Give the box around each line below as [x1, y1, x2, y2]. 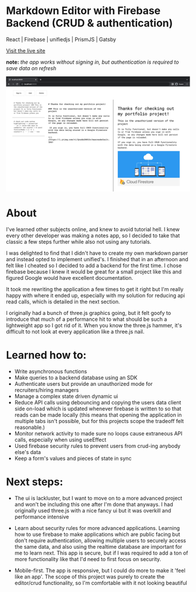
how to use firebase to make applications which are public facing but [14, 531, 181, 538]
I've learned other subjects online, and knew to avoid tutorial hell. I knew [6, 226, 180, 233]
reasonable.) [14, 424, 45, 431]
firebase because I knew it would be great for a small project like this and [6, 268, 182, 275]
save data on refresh [6, 64, 57, 71]
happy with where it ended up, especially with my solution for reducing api [6, 292, 185, 299]
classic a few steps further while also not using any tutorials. [6, 238, 152, 245]
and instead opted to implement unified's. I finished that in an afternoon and [6, 255, 188, 262]
